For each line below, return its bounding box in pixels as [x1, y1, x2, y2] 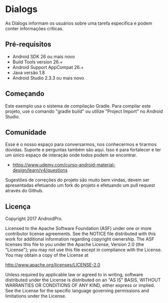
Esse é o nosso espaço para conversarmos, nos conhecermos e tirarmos [5, 141, 157, 147]
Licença [5, 202, 31, 211]
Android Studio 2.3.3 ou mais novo [12, 74, 85, 81]
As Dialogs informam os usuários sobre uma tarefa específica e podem [5, 20, 152, 26]
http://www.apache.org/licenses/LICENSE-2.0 [5, 262, 101, 268]
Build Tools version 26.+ [12, 59, 63, 65]
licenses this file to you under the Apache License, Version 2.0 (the [5, 242, 144, 248]
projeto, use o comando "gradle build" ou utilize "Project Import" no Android [5, 108, 163, 114]
